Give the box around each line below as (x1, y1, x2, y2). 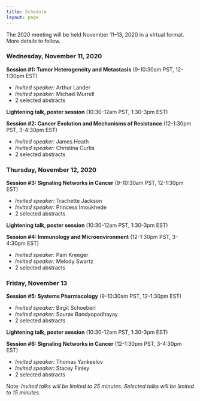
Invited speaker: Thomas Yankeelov (14, 358, 104, 366)
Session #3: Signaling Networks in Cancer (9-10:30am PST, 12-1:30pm (6, 179, 184, 187)
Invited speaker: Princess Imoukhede (14, 204, 107, 211)
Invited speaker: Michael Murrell (14, 90, 95, 97)
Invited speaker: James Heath (14, 137, 89, 145)
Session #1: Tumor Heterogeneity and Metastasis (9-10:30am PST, (6, 65, 175, 73)
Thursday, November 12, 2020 (6, 166, 97, 174)
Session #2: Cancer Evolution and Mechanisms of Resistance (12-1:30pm (6, 119, 192, 127)
